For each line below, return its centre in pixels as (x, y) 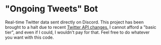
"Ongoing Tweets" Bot (51, 9)
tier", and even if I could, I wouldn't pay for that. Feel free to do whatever (77, 32)
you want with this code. (30, 37)
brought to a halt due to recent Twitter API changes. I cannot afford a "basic (81, 27)
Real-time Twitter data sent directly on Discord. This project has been (74, 22)
